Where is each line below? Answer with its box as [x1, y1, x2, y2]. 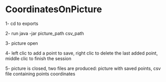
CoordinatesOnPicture [5, 4, 102, 15]
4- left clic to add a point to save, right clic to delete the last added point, [5, 50, 158, 56]
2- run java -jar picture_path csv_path [5, 30, 84, 36]
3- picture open [5, 40, 38, 46]
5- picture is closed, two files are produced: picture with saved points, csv [5, 65, 161, 71]
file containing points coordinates [5, 70, 75, 77]
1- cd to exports [5, 20, 39, 26]
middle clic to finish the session [5, 55, 71, 62]
